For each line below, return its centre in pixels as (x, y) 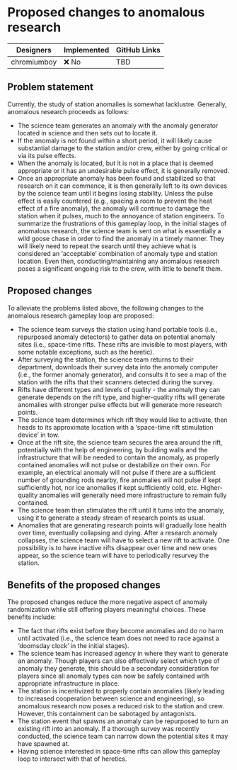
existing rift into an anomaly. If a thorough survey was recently (108, 729)
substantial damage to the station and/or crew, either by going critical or (123, 148)
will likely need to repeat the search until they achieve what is (107, 246)
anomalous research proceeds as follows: (68, 111)
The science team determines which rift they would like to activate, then (122, 420)
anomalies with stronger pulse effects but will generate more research (120, 404)
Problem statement (51, 87)
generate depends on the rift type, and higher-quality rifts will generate (121, 397)
